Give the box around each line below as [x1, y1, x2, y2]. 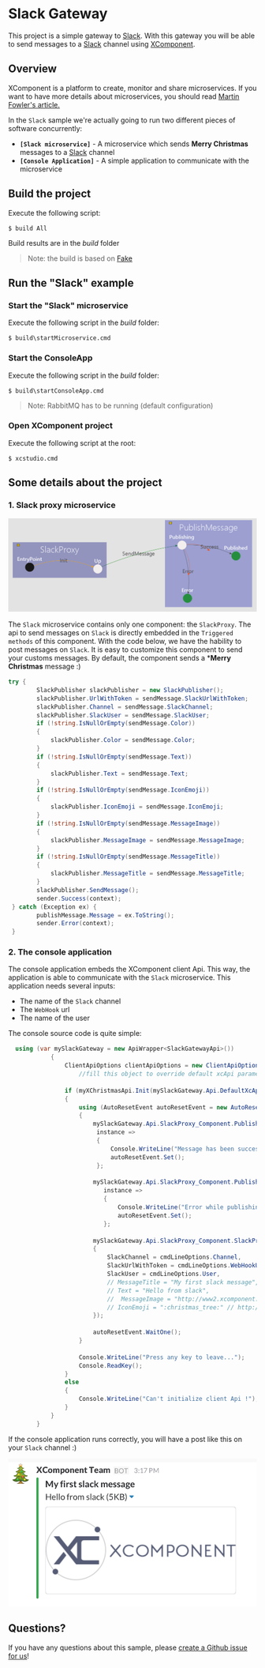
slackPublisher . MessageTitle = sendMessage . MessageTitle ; [50, 870, 245, 878]
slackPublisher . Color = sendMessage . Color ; [50, 736, 196, 744]
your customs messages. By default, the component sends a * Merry [8, 653, 231, 663]
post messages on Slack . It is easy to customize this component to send [8, 645, 243, 654]
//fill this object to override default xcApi [78, 1070, 235, 1079]
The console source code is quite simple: [8, 1029, 142, 1038]
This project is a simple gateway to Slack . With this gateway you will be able [8, 31, 255, 40]
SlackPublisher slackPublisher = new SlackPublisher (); [36, 686, 224, 694]
